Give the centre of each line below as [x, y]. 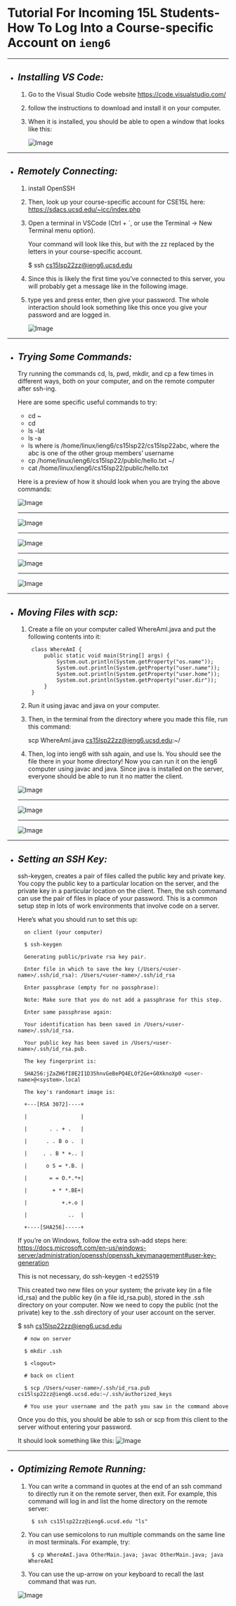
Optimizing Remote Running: [81, 1469]
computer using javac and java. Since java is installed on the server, [126, 769]
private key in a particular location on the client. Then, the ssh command [122, 891]
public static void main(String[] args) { [107, 656]
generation [33, 1263]
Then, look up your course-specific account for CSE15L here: [117, 202]
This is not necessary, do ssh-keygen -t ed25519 [88, 1276]
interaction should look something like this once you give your [117, 307]
